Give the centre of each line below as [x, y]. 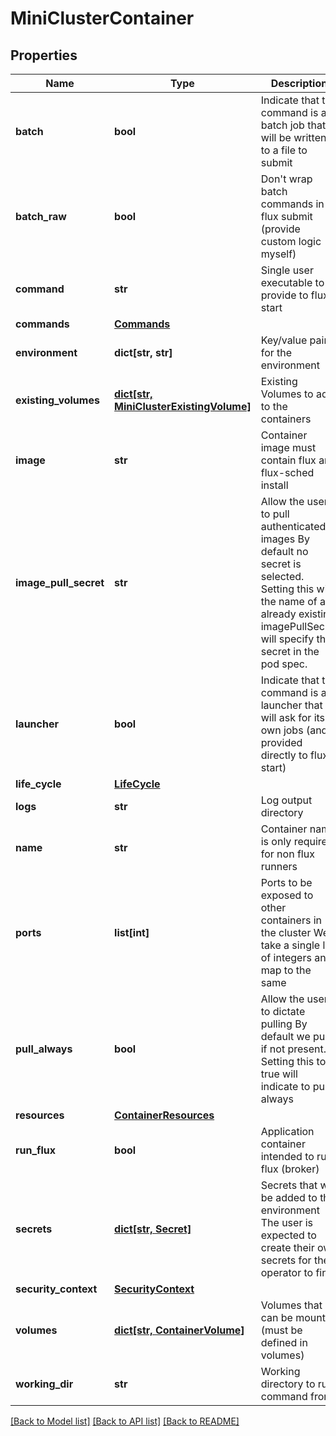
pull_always [44, 1049]
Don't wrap [286, 179]
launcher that [291, 705]
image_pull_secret [60, 582]
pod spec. [284, 664]
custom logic [291, 241]
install [274, 485]
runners [279, 866]
